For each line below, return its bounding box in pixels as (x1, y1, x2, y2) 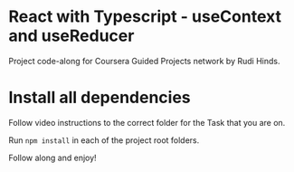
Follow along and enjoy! (8, 152, 97, 163)
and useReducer (8, 25, 135, 46)
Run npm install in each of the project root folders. (8, 134, 200, 146)
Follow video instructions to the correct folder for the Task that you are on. (8, 117, 286, 128)
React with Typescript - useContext (8, 6, 282, 27)
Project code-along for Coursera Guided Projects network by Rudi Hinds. (8, 55, 280, 66)
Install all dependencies (8, 88, 191, 108)
